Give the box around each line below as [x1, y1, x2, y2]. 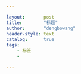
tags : [6, 42, 20, 48]
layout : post [6, 14, 55, 20]
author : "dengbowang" [6, 25, 76, 31]
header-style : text [6, 31, 55, 37]
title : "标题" [6, 19, 58, 26]
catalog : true [6, 37, 55, 43]
